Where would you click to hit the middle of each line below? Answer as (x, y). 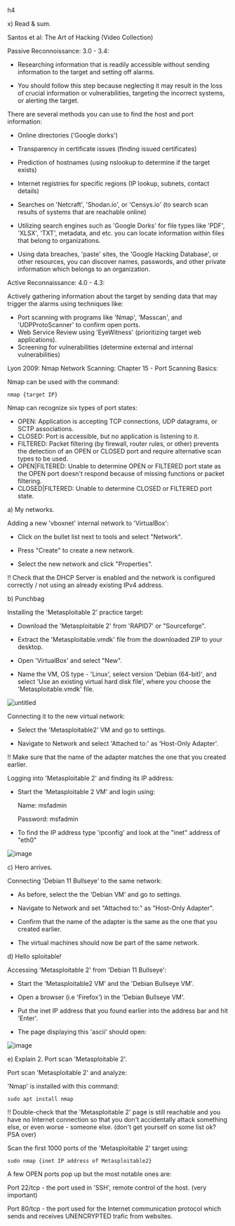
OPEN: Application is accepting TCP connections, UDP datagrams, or (117, 421)
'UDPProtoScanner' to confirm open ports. (79, 325)
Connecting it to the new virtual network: (66, 716)
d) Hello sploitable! (34, 956)
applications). (37, 340)
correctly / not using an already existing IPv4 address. (85, 585)
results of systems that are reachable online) (82, 212)
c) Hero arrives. (30, 867)
